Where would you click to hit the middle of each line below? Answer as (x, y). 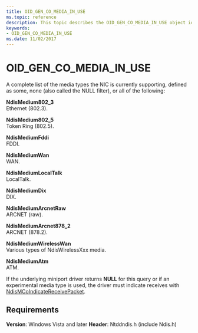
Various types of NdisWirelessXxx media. (56, 250)
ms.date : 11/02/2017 (32, 39)
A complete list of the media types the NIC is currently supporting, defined (97, 84)
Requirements (32, 310)
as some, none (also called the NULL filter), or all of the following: (86, 90)
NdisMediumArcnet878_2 (38, 226)
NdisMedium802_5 (30, 120)
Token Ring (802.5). (30, 126)
